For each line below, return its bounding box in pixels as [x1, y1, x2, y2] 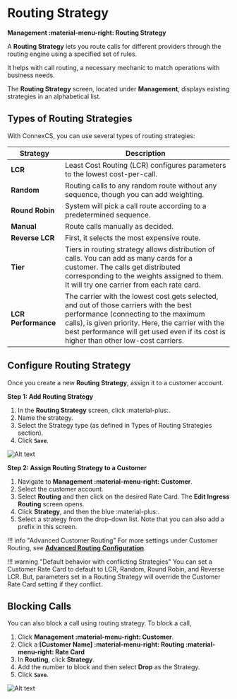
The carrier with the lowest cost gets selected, [64, 291, 219, 301]
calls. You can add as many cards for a [64, 253, 193, 263]
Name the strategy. [17, 413, 74, 422]
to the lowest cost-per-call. [64, 169, 157, 178]
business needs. [7, 71, 55, 79]
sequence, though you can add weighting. [64, 189, 205, 199]
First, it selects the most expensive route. [64, 232, 201, 242]
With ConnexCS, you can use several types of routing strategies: [7, 131, 195, 140]
